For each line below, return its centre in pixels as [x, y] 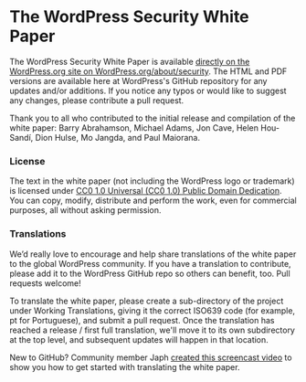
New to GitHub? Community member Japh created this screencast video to [151, 357]
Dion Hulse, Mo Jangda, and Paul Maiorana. [118, 137]
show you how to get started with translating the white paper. [125, 366]
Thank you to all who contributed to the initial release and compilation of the [153, 118]
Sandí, [21, 137]
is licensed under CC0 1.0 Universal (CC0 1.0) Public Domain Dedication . [146, 191]
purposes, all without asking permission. [85, 210]
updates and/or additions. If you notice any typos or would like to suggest [148, 90]
